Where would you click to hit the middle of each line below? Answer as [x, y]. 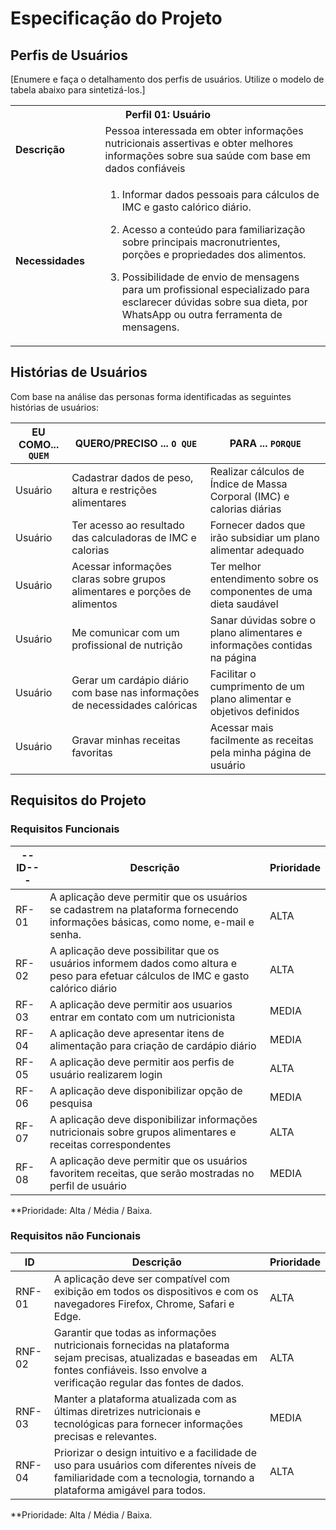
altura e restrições [114, 490]
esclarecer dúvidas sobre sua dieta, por [214, 302]
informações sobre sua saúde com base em [208, 155]
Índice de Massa [248, 484]
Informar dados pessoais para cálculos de [220, 194]
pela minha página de [260, 752]
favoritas [92, 752]
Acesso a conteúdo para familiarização [213, 229]
